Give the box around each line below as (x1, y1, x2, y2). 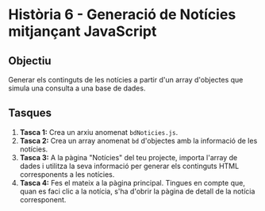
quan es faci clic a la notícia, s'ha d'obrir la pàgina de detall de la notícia (19, 186, 255, 196)
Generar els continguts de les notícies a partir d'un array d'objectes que (8, 75, 244, 84)
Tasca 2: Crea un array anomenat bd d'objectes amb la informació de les (19, 136, 258, 145)
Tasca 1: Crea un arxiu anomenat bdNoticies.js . (19, 127, 179, 136)
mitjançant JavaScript (8, 22, 157, 40)
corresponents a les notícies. (19, 169, 115, 179)
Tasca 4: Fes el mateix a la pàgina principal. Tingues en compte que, (19, 178, 246, 187)
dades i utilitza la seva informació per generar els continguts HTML (19, 161, 240, 171)
